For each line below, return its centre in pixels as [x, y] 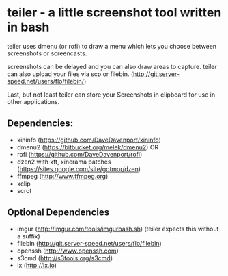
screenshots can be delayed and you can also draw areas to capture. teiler [112, 66]
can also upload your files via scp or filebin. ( [70, 74]
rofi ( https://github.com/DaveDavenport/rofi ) [80, 154]
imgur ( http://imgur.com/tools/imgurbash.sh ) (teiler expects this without [118, 229]
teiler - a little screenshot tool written [114, 13]
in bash [28, 27]
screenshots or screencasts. [47, 53]
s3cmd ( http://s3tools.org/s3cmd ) [65, 258]
